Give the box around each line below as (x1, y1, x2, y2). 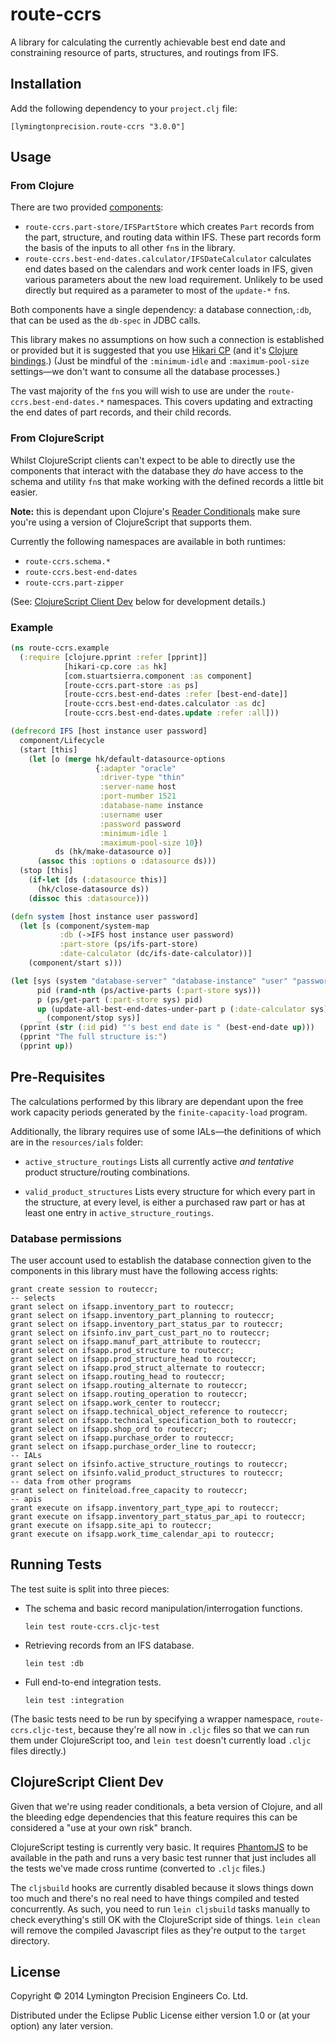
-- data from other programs (10, 1477, 132, 1487)
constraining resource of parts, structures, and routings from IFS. (10, 46, 279, 58)
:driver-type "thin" (99, 773, 186, 783)
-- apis (10, 1494, 43, 1505)
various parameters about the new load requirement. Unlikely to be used (24, 274, 324, 286)
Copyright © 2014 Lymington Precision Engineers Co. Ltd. (10, 1990, 249, 2002)
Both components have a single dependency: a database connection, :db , (10, 304, 312, 316)
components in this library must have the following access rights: (10, 1265, 279, 1277)
